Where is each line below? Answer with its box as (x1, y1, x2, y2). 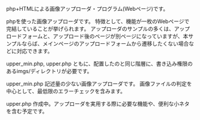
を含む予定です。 (6, 108, 48, 115)
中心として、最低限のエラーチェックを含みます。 (6, 88, 126, 94)
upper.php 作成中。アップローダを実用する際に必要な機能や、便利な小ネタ (6, 100, 190, 107)
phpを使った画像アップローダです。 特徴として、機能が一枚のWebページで (6, 18, 190, 25)
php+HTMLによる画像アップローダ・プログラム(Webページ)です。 (6, 5, 169, 12)
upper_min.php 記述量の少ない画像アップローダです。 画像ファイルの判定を (6, 80, 192, 87)
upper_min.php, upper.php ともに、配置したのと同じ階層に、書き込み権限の (6, 60, 193, 67)
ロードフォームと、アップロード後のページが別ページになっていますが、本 (6, 33, 189, 40)
